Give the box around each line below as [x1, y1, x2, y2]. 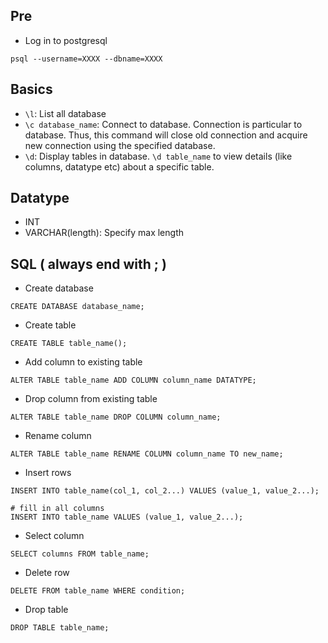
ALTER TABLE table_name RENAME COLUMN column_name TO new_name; [10, 449, 284, 459]
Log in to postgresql [24, 34, 108, 46]
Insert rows [24, 467, 72, 479]
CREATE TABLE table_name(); [10, 339, 128, 349]
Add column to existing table [24, 356, 143, 368]
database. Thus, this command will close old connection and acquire [24, 129, 308, 141]
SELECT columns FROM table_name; [10, 549, 150, 559]
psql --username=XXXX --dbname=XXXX [10, 54, 163, 64]
